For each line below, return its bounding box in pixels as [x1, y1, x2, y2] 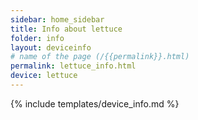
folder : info [10, 33, 65, 43]
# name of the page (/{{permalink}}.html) [10, 52, 190, 62]
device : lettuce [10, 71, 78, 81]
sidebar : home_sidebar [10, 14, 105, 25]
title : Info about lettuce [10, 24, 123, 34]
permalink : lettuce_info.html [10, 61, 137, 71]
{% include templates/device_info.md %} [10, 97, 180, 110]
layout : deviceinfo [10, 42, 92, 53]
